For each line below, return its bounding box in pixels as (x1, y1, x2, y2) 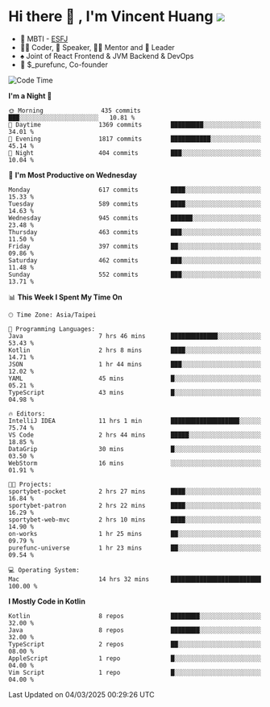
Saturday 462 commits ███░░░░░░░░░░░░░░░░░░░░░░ (8, 256, 262, 265)
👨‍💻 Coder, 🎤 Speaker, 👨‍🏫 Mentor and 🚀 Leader (19, 42, 175, 52)
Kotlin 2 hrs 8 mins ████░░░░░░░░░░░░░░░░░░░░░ (8, 346, 262, 354)
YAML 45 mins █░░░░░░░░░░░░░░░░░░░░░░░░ (8, 374, 262, 383)
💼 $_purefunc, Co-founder (19, 60, 109, 69)
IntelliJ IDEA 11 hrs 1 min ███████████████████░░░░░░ (8, 416, 262, 425)
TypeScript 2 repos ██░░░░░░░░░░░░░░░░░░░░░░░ (8, 640, 262, 648)
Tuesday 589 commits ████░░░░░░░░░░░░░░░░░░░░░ (8, 199, 262, 208)
